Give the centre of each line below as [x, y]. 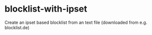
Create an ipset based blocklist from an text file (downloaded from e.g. [76, 22]
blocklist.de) [17, 27]
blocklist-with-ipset [46, 9]
